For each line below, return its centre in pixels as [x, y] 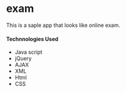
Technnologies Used [32, 39]
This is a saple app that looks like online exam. [63, 25]
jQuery [23, 59]
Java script [29, 52]
